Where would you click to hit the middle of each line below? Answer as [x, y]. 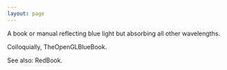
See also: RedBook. [35, 60]
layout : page [26, 14]
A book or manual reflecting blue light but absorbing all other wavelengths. [113, 33]
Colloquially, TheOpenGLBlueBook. [57, 46]
